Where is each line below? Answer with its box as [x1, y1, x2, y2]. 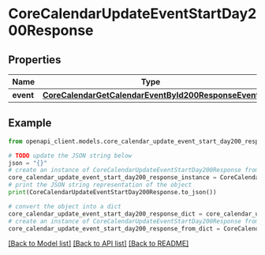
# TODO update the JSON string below [8, 152, 132, 159]
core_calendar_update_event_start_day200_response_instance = [8, 174, 217, 182]
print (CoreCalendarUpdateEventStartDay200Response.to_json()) [8, 189, 217, 197]
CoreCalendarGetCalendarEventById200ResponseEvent [42, 90, 259, 100]
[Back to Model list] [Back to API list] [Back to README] [8, 238, 189, 249]
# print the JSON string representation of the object [8, 181, 192, 189]
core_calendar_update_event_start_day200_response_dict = [8, 210, 203, 218]
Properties [8, 53, 62, 66]
